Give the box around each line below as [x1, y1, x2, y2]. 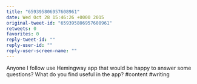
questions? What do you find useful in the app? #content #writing [6, 70, 170, 78]
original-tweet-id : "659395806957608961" [6, 20, 113, 26]
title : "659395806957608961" [6, 8, 80, 15]
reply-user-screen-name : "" [6, 48, 78, 54]
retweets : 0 [6, 25, 36, 32]
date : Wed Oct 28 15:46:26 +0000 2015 [6, 14, 104, 20]
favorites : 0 [6, 31, 39, 37]
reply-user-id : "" [6, 43, 53, 49]
